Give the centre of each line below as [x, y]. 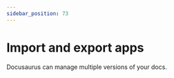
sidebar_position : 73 [38, 13]
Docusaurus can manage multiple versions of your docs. [87, 67]
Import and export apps [75, 47]
